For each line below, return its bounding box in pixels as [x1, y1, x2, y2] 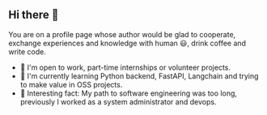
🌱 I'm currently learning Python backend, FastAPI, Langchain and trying [19, 70, 259, 81]
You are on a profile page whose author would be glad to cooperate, [8, 29, 236, 39]
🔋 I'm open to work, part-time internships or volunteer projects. [19, 62, 231, 72]
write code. [8, 46, 46, 57]
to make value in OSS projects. [19, 79, 123, 89]
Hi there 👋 [8, 8, 59, 22]
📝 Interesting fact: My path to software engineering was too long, [19, 88, 237, 98]
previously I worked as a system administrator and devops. [19, 96, 217, 106]
